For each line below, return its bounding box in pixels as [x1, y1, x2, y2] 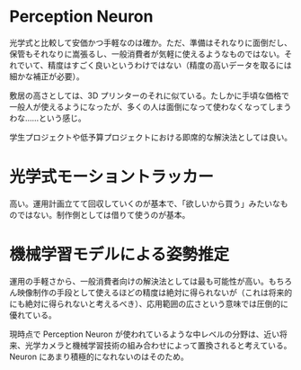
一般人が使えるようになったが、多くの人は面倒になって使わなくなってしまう [9, 101, 292, 112]
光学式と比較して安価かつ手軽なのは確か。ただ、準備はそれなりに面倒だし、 [9, 37, 292, 48]
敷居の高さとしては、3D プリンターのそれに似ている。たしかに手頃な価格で [9, 90, 289, 101]
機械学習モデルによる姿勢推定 [9, 245, 230, 265]
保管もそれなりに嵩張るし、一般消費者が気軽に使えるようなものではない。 [9, 48, 285, 59]
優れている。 [9, 309, 57, 320]
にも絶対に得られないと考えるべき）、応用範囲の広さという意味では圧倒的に [9, 298, 289, 309]
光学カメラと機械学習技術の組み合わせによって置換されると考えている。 [24, 339, 292, 350]
